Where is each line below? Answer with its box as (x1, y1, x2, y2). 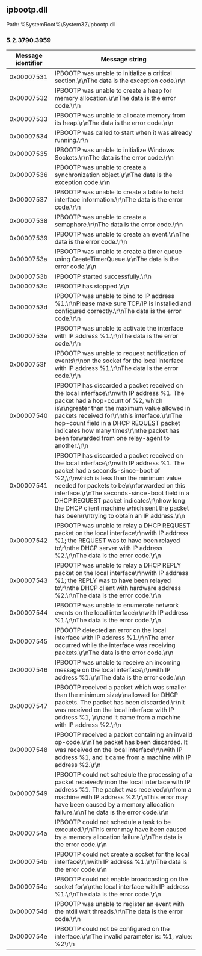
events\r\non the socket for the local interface (54, 356, 184, 365)
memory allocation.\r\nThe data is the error (54, 94, 176, 102)
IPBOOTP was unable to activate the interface (54, 324, 183, 333)
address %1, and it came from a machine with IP (54, 753, 191, 762)
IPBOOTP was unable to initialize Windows (54, 146, 174, 154)
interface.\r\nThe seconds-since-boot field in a (54, 489, 189, 497)
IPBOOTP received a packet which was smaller (54, 683, 187, 692)
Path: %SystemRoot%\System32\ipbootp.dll (6, 20, 116, 28)
